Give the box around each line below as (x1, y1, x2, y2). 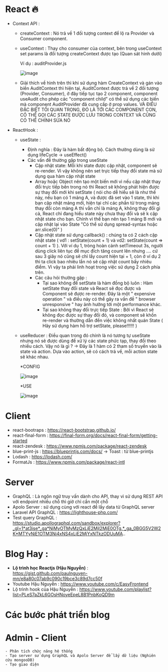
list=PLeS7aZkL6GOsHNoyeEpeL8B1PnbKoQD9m (12, 592, 115, 598)
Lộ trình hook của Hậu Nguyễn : (12, 586, 79, 592)
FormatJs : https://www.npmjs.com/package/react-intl (12, 459, 125, 465)
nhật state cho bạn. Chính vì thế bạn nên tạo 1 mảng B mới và (35, 216, 162, 222)
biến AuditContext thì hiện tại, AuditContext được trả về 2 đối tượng (20, 85, 159, 91)
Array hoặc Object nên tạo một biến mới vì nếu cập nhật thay (35, 178, 161, 184)
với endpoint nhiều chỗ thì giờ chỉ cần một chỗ (12, 499, 109, 505)
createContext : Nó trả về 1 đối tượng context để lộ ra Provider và (20, 30, 154, 36)
